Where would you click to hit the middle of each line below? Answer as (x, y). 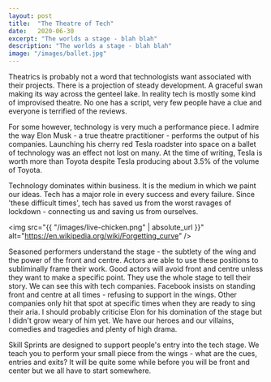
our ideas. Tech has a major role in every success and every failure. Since (132, 194)
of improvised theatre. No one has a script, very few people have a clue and (135, 103)
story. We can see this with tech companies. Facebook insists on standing (132, 286)
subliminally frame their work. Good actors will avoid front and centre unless (136, 269)
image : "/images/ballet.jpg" (58, 54)
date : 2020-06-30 (41, 31)
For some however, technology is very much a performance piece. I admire (134, 127)
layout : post (30, 16)
